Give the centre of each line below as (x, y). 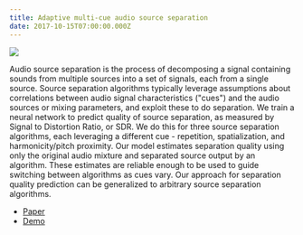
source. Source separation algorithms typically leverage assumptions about (150, 88)
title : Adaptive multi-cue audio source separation (109, 18)
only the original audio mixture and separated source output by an (133, 155)
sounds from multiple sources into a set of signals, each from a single (139, 79)
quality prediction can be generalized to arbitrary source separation (135, 184)
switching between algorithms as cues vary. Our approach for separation (146, 174)
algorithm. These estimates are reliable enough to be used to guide (134, 164)
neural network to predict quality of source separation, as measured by (142, 117)
